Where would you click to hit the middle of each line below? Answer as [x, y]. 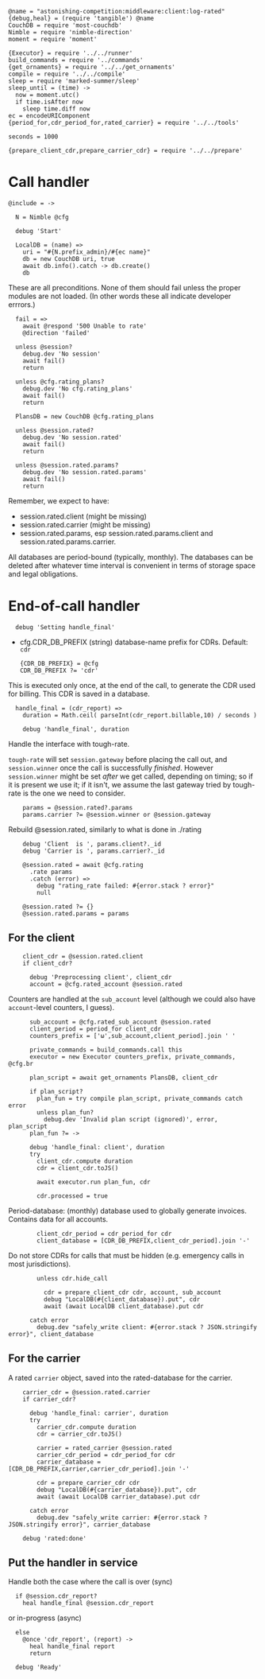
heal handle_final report [72, 1646]
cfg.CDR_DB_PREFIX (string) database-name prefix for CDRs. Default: [134, 642]
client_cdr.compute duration [85, 1161]
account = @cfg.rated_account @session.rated [106, 984]
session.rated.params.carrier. [68, 542]
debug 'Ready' [38, 1667]
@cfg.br [21, 1063]
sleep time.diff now [56, 109]
